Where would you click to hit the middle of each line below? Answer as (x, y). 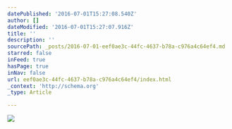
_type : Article (30, 92)
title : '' (22, 33)
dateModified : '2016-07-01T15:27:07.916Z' (71, 27)
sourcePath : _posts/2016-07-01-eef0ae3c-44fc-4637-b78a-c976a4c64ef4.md (116, 47)
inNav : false (26, 73)
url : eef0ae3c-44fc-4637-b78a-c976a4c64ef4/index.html (90, 79)
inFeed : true (26, 60)
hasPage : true (28, 66)
